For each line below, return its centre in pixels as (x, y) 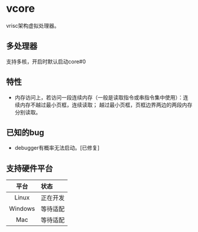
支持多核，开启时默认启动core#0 (46, 62)
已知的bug (25, 132)
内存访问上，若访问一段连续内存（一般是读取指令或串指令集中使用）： (99, 97)
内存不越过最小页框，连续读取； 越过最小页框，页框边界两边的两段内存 (106, 105)
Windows (22, 209)
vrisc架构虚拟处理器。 (33, 25)
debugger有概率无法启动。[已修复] (57, 148)
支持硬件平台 (30, 168)
